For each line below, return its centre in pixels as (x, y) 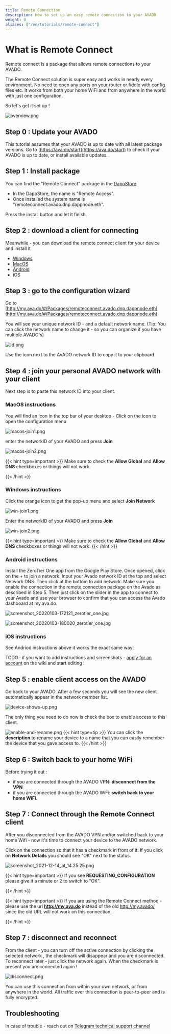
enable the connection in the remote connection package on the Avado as (83, 587)
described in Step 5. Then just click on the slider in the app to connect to (82, 592)
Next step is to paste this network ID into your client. (60, 391)
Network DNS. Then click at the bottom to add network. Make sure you (80, 582)
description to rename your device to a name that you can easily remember (85, 738)
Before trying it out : (26, 772)
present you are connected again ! (41, 966)
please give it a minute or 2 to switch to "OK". (53, 880)
